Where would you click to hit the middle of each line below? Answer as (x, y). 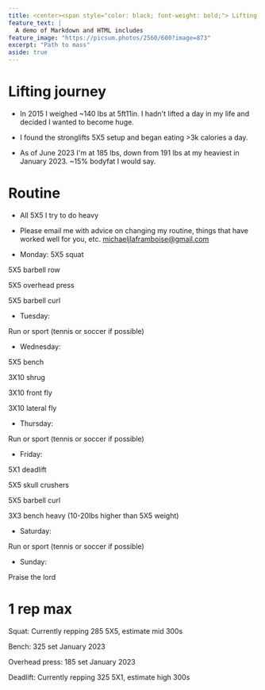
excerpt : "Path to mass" (49, 45)
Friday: (31, 454)
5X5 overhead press (41, 285)
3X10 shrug (27, 377)
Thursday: (36, 423)
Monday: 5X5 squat (52, 254)
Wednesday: (40, 347)
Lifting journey (58, 92)
